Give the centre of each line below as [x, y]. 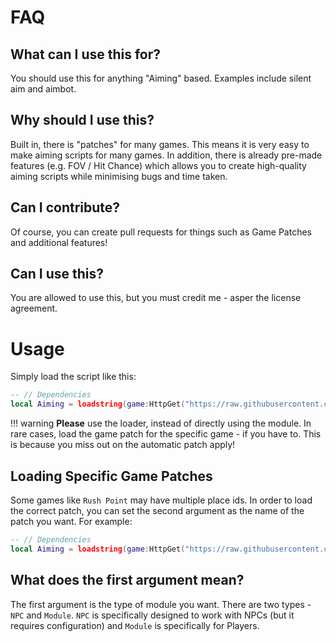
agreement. [34, 308]
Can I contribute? [65, 207]
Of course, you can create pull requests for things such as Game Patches [161, 232]
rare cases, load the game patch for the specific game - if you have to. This [166, 434]
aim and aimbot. [43, 89]
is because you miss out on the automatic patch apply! [123, 445]
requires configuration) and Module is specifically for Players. [135, 625]
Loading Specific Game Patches [111, 476]
